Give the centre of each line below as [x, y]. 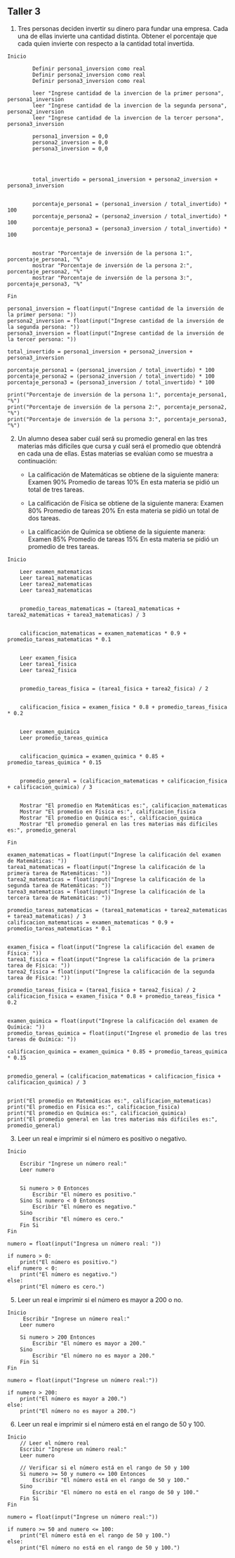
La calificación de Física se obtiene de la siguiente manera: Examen [126, 503]
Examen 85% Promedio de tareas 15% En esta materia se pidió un [123, 539]
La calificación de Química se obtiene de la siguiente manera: [116, 532]
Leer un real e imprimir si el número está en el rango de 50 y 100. [111, 1424]
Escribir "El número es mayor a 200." [89, 1343]
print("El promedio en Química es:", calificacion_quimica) [97, 1113]
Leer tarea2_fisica [48, 670]
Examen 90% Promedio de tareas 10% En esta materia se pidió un [123, 482]
